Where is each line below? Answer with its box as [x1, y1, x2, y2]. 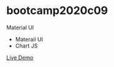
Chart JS [15, 42, 38, 49]
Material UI [6, 24, 34, 31]
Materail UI [15, 35, 43, 43]
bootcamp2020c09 [6, 4, 108, 18]
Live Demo [6, 54, 34, 61]
